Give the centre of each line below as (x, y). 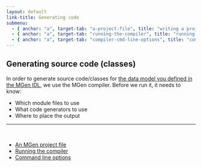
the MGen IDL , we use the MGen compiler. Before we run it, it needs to (94, 85)
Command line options (43, 157)
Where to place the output (47, 115)
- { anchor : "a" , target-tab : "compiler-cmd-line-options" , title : (98, 40)
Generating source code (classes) (71, 64)
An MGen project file (41, 144)
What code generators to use (51, 109)
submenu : (17, 23)
